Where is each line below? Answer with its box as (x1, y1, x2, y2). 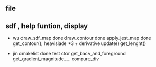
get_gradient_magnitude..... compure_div (12, 56, 99, 62)
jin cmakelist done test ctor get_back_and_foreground (12, 51, 126, 57)
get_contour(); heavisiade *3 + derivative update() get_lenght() (12, 40, 146, 47)
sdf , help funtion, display (5, 21, 88, 30)
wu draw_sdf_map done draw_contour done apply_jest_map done (12, 35, 152, 41)
